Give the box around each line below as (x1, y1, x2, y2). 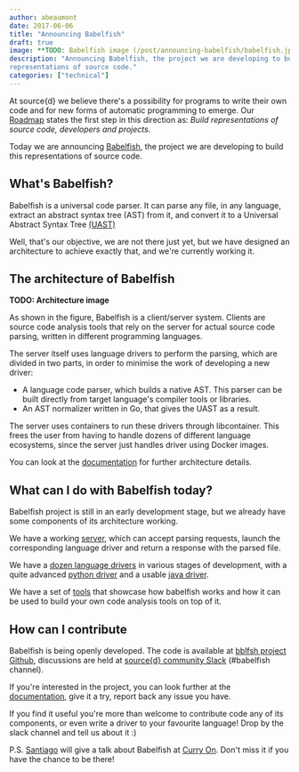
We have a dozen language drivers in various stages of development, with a (9, 560, 287, 571)
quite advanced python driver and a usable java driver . (9, 569, 209, 580)
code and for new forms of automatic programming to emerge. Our (9, 104, 255, 116)
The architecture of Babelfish (9, 271, 175, 286)
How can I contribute (9, 622, 127, 637)
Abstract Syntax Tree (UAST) (9, 219, 116, 230)
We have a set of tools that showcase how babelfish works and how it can (9, 587, 281, 597)
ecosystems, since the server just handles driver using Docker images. (9, 440, 270, 451)
